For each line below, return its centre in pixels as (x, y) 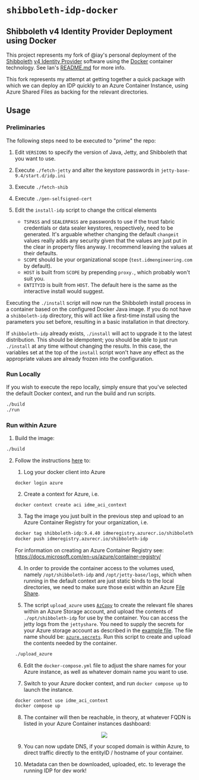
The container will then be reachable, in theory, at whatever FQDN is (107, 717)
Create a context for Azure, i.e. (61, 494)
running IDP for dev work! (55, 770)
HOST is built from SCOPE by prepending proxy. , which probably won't (107, 272)
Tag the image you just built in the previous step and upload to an (104, 516)
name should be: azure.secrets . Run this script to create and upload (107, 636)
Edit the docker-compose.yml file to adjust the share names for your (105, 665)
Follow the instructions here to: (53, 460)
